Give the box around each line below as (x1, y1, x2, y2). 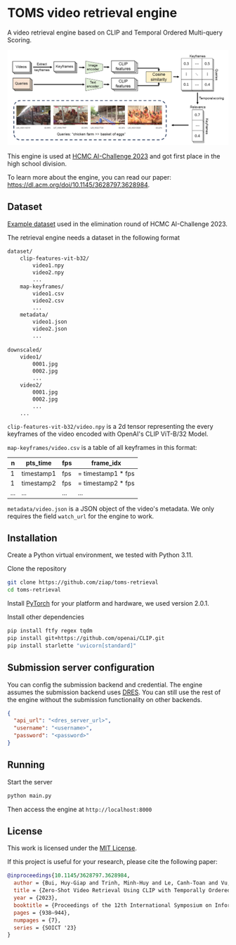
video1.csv (32, 290, 65, 297)
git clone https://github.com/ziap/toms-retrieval (7, 579, 159, 586)
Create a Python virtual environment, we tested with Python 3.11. (7, 551, 193, 559)
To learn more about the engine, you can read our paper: (7, 173, 172, 181)
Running (7, 759, 46, 771)
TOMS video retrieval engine (7, 5, 178, 21)
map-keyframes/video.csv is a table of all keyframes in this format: (7, 443, 197, 451)
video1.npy (32, 262, 65, 269)
